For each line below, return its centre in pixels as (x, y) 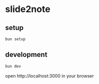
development (26, 55)
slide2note (28, 9)
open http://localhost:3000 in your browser (49, 75)
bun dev (13, 66)
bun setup (15, 39)
